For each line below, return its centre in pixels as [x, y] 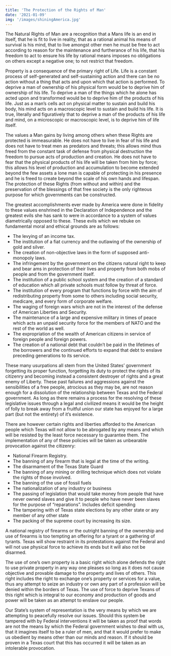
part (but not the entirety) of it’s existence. [50, 415]
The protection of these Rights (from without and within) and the [73, 184]
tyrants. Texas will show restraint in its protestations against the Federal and [85, 542]
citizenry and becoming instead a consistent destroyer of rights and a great [84, 376]
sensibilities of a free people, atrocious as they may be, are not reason [79, 387]
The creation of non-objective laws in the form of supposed [76, 253]
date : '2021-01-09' [26, 15]
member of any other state [41, 516]
